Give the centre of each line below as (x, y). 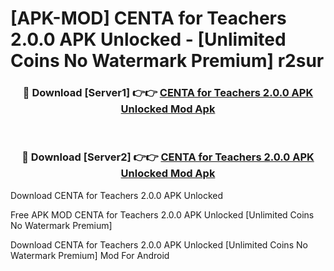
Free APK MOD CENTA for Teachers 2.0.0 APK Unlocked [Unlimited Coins (162, 214)
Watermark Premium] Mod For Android (90, 255)
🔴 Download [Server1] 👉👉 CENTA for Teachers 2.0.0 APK (168, 93)
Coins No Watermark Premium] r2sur (167, 61)
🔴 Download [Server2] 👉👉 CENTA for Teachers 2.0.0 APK (168, 157)
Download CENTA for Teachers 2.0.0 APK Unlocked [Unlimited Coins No (159, 244)
